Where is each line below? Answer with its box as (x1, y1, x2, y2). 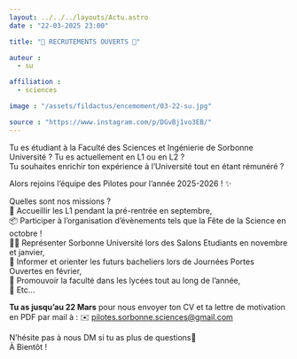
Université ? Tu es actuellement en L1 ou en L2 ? (9, 152, 185, 162)
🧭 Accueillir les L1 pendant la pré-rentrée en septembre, (9, 205, 213, 215)
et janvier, (9, 246, 45, 257)
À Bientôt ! (9, 341, 47, 352)
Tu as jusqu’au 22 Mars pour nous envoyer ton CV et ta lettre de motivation (9, 301, 286, 312)
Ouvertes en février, (9, 265, 82, 276)
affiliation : (9, 77, 62, 87)
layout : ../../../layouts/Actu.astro (9, 12, 149, 22)
